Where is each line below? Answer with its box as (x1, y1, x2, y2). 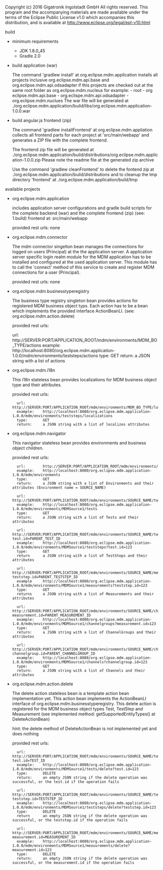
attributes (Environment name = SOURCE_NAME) (12, 485, 106, 490)
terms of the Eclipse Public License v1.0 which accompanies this (5, 15, 135, 20)
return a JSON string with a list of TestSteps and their (17, 553, 147, 558)
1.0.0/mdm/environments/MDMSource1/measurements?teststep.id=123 (12, 583, 147, 588)
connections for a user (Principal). (12, 269, 81, 275)
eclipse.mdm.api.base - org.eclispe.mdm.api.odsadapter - (12, 92, 129, 98)
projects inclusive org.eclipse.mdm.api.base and (12, 77, 109, 83)
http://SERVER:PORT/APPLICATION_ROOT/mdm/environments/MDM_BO (12, 337, 157, 343)
